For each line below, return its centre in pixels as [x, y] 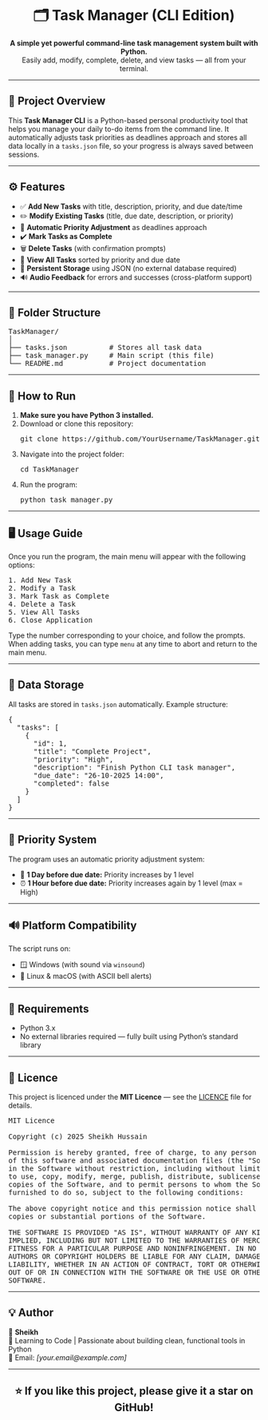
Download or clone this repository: [77, 424]
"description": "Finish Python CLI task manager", [134, 767]
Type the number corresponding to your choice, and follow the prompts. [127, 635]
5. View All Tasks [44, 612]
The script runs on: [39, 949]
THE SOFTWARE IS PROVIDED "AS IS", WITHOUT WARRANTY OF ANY [128, 1233]
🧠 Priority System [53, 840]
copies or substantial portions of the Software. [107, 1217]
